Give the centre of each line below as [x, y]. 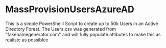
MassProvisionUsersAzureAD [70, 9]
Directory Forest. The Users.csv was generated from [61, 29]
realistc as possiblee [27, 40]
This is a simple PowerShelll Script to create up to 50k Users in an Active [82, 23]
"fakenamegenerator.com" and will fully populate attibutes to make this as [83, 34]
